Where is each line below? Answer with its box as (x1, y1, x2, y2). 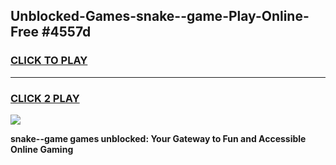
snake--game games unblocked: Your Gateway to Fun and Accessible (10, 132, 307, 144)
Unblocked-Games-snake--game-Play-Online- (10, 8, 310, 25)
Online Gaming (10, 143, 74, 155)
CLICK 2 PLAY (10, 91, 80, 105)
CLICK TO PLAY (10, 54, 88, 68)
